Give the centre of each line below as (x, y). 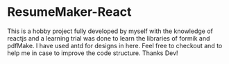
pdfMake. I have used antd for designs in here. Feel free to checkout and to (115, 45)
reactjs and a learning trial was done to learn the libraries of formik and (109, 38)
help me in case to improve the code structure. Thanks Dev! (93, 53)
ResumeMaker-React (69, 12)
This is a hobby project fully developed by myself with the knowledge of (110, 31)
